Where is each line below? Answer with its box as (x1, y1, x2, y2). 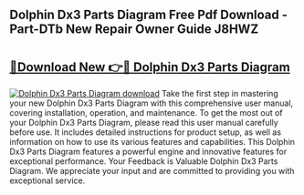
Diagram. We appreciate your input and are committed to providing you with (9, 166, 295, 176)
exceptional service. (9, 175, 86, 186)
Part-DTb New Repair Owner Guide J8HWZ (9, 22, 259, 37)
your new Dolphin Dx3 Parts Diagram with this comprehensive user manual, (9, 97, 294, 108)
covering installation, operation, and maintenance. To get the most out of (9, 108, 283, 118)
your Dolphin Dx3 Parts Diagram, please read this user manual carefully (9, 118, 278, 128)
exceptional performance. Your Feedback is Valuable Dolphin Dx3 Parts (9, 156, 278, 167)
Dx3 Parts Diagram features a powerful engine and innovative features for (9, 146, 288, 157)
